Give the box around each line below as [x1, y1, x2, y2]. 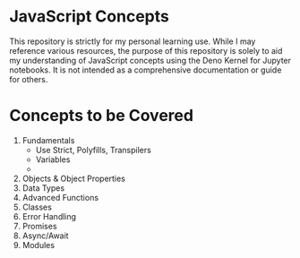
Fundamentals [21, 134, 75, 145]
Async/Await [21, 230, 69, 241]
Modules [21, 239, 56, 250]
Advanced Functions [21, 192, 99, 202]
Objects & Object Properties [21, 173, 125, 184]
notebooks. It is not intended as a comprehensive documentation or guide [9, 64, 282, 75]
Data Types [21, 182, 65, 193]
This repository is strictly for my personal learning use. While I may [9, 36, 256, 47]
